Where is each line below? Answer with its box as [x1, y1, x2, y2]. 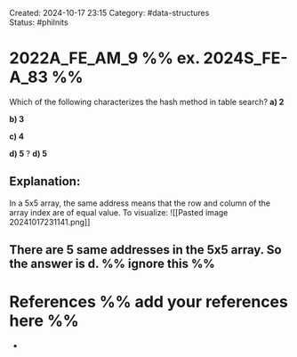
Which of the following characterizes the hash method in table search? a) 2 [9, 96, 285, 107]
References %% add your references [9, 292, 289, 312]
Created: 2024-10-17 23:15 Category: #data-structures [9, 8, 210, 18]
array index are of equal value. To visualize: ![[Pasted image [9, 207, 229, 217]
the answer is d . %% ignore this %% [9, 256, 215, 272]
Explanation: [9, 174, 81, 190]
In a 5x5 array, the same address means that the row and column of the [9, 198, 271, 208]
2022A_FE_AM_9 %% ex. [9, 48, 200, 69]
